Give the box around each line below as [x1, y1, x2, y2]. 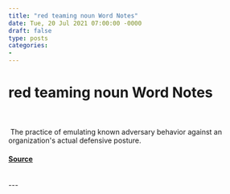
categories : [8, 42, 48, 50]
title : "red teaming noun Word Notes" [8, 11, 138, 20]
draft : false [8, 26, 52, 34]
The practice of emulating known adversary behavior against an [10, 127, 223, 136]
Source [8, 154, 34, 164]
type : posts [8, 34, 48, 42]
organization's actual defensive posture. [8, 135, 142, 145]
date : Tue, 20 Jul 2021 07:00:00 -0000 [8, 19, 142, 27]
